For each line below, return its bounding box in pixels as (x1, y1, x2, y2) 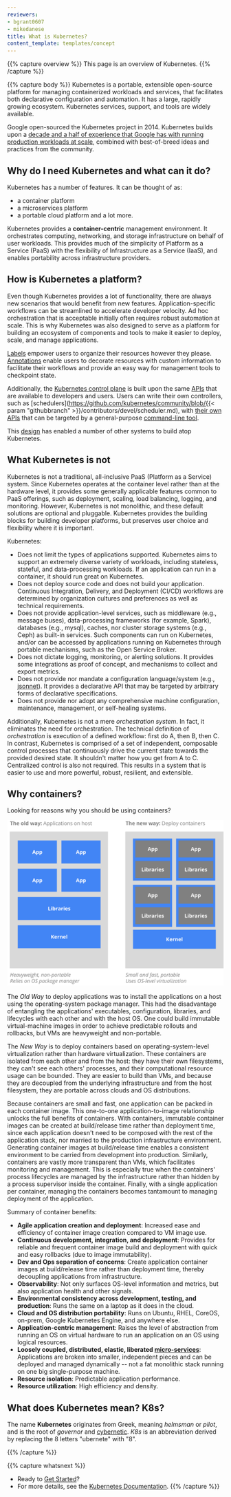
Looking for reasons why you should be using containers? (7, 806, 171, 815)
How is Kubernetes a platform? (7, 274, 142, 286)
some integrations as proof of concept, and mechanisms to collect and (16, 660, 218, 668)
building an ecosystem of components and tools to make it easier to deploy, (7, 328, 222, 336)
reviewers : (7, 11, 38, 18)
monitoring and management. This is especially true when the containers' (7, 1165, 215, 1174)
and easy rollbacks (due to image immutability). (16, 1251, 152, 1259)
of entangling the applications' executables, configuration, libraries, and (7, 1007, 211, 1015)
